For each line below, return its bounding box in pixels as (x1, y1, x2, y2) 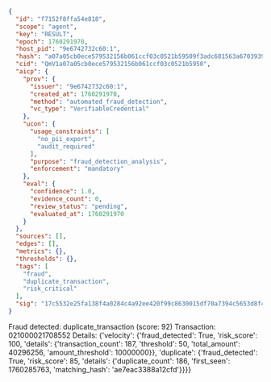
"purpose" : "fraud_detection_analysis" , (29, 157, 168, 165)
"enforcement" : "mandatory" (29, 165, 125, 173)
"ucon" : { (23, 120, 56, 128)
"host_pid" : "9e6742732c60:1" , (15, 45, 121, 53)
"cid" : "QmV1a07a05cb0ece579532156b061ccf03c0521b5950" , (15, 60, 211, 69)
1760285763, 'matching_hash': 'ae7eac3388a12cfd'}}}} (8, 364, 192, 374)
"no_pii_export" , (37, 135, 95, 143)
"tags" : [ (15, 262, 48, 270)
